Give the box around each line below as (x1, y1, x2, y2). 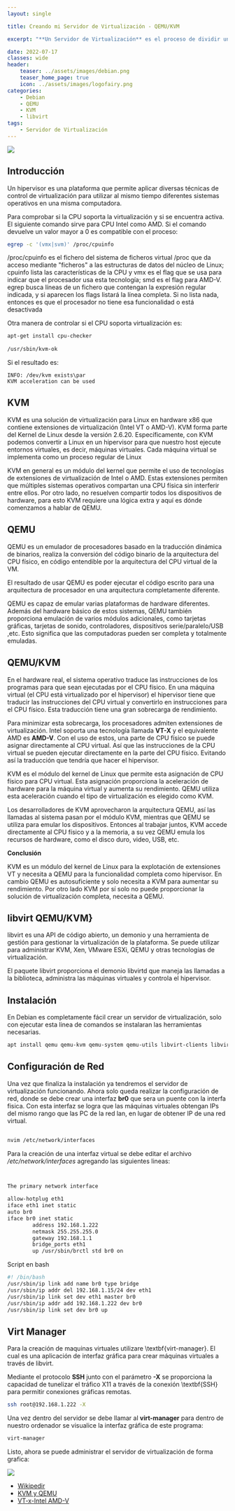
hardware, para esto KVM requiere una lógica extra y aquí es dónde (7, 496, 203, 504)
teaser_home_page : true (20, 74, 90, 81)
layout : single (7, 10, 52, 18)
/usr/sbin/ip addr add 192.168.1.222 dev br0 (7, 1300, 142, 1307)
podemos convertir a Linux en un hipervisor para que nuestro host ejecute (7, 438, 222, 446)
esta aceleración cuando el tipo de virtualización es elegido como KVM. (7, 792, 214, 800)
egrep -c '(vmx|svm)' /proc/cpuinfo (7, 241, 114, 248)
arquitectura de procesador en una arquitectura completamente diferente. (7, 585, 220, 594)
